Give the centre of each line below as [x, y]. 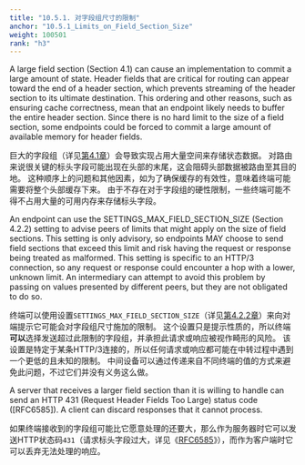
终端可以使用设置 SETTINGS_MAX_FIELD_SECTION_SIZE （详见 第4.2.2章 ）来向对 [150, 316]
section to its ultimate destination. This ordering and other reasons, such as [151, 98]
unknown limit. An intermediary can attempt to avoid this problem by [137, 278]
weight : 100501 [38, 35]
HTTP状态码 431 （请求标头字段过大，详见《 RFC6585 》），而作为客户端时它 [155, 440]
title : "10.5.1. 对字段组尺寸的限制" [75, 18]
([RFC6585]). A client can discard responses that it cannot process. [136, 409]
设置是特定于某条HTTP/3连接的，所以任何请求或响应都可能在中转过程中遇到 [152, 349]
